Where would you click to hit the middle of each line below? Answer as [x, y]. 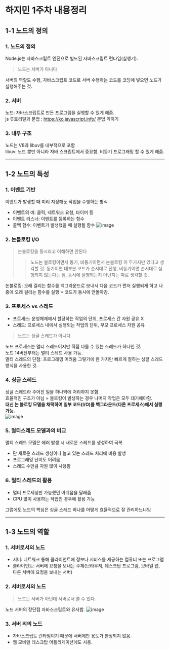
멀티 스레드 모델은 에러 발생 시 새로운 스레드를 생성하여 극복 [64, 443]
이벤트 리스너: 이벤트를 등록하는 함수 [48, 219]
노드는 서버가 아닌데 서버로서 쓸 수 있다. [57, 598]
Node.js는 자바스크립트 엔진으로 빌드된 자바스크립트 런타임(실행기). [72, 58]
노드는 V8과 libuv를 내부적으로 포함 [40, 146]
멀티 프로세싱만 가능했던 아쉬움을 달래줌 [52, 492]
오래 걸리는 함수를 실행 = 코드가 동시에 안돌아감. [62, 292]
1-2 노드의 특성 [27, 174]
